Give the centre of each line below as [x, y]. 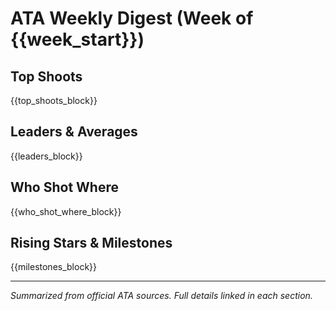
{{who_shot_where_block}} [66, 211]
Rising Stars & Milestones [91, 243]
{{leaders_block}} [46, 156]
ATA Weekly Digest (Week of [132, 18]
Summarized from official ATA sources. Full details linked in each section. [161, 296]
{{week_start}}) [77, 39]
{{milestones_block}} [54, 267]
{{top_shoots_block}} [54, 100]
